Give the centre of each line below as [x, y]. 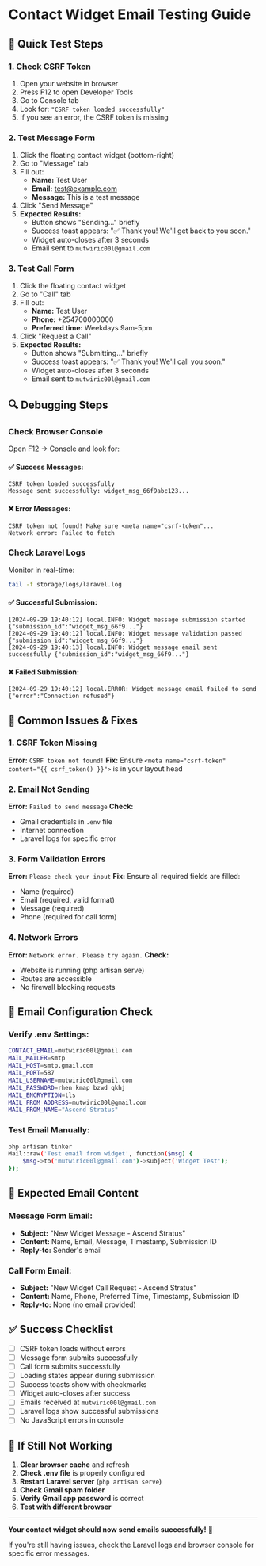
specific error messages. [49, 1553]
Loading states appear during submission [87, 1376]
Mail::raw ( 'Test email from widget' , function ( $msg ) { [101, 1154]
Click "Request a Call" [56, 336]
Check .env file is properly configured [82, 1473]
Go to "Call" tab [45, 294]
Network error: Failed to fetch [61, 533]
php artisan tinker [40, 1147]
